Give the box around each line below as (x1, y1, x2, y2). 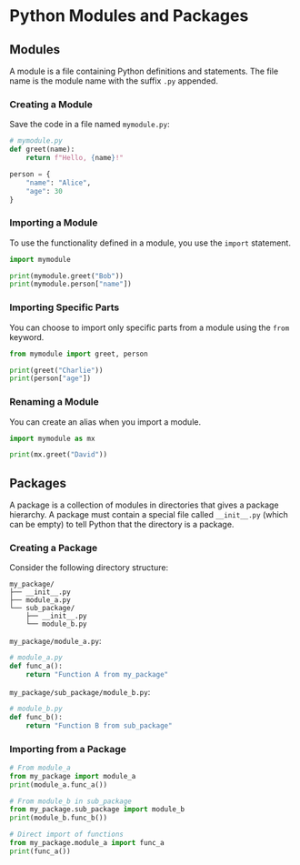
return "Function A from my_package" (25, 670, 169, 679)
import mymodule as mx (9, 434, 95, 443)
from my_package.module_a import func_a (9, 839, 165, 848)
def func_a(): (9, 661, 64, 671)
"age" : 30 (25, 186, 64, 196)
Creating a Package (9, 542, 98, 555)
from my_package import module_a (9, 771, 136, 780)
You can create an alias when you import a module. (9, 416, 202, 427)
